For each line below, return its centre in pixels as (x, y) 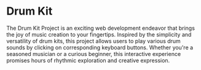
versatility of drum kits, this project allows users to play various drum (94, 41)
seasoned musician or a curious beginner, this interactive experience (94, 54)
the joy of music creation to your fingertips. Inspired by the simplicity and (99, 34)
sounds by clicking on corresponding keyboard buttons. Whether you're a (100, 47)
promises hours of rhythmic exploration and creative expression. (88, 60)
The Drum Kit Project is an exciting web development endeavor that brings (101, 28)
